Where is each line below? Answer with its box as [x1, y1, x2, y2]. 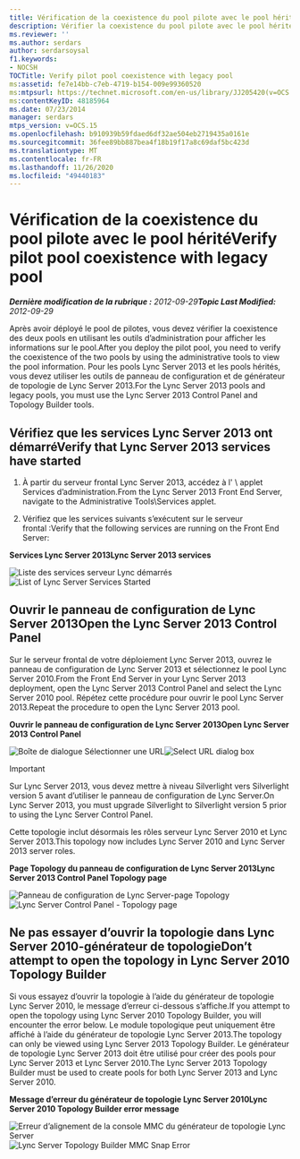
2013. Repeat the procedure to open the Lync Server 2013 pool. [9, 702, 240, 712]
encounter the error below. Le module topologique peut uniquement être [9, 1019, 276, 1030]
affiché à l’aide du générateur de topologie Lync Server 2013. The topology [9, 1028, 283, 1039]
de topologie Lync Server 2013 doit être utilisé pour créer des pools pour [9, 1048, 277, 1059]
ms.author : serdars [9, 38, 82, 47]
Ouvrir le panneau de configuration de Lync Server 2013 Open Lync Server [9, 719, 289, 729]
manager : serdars [9, 113, 74, 122]
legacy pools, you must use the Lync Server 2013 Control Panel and [9, 390, 258, 401]
